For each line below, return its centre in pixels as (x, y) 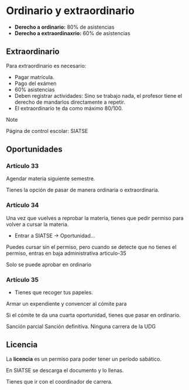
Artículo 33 (23, 166)
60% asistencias (35, 90)
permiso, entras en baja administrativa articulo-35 (66, 253)
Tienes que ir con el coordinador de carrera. (59, 381)
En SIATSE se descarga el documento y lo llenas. (65, 370)
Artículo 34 (23, 205)
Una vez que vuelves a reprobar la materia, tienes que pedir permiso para (95, 218)
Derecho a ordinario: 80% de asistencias (64, 27)
